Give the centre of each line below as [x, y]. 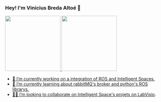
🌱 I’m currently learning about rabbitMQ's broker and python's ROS [80, 84]
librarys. [21, 89]
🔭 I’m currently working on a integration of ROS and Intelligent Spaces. [83, 79]
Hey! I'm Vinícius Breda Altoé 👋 [43, 8]
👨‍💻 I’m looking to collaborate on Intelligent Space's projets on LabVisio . [84, 95]
